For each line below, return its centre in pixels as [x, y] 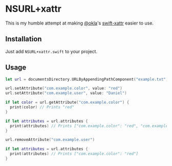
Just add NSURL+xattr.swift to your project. [51, 51]
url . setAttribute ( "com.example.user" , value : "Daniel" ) [66, 93]
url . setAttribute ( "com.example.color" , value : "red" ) [64, 88]
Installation [24, 39]
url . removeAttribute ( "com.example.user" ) [50, 140]
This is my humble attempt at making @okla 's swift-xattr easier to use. [79, 23]
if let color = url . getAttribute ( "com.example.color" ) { [67, 103]
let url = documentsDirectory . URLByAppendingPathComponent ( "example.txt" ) [87, 79]
